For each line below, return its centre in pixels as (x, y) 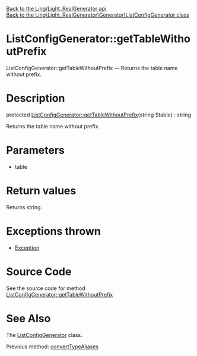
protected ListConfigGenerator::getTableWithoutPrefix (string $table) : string (99, 115)
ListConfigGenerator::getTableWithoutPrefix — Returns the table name (92, 68)
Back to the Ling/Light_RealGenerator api (56, 9)
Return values (41, 191)
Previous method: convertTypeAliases (53, 346)
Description (36, 98)
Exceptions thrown (53, 231)
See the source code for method (46, 288)
